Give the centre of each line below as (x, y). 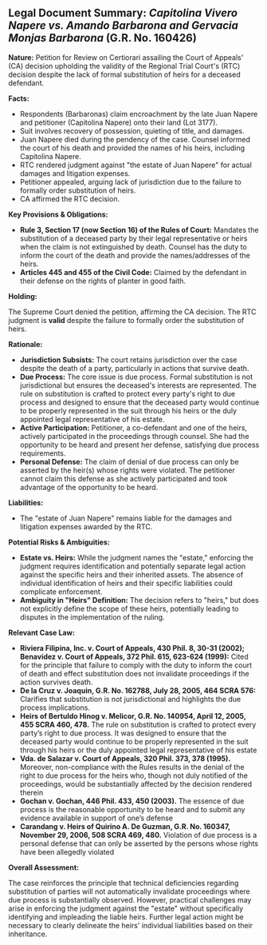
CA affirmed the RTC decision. (70, 198)
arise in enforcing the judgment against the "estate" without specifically (126, 908)
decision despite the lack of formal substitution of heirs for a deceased (124, 74)
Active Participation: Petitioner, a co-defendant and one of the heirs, (133, 428)
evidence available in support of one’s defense (96, 818)
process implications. (55, 708)
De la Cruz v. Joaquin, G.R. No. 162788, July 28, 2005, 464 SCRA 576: (138, 690)
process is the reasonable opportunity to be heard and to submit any (132, 809)
